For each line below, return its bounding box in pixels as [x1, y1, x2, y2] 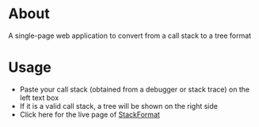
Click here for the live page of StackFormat [19, 110, 161, 119]
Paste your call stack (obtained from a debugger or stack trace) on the [19, 84, 250, 94]
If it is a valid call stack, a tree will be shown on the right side [19, 101, 218, 110]
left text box [19, 92, 59, 103]
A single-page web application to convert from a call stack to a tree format [8, 31, 252, 40]
